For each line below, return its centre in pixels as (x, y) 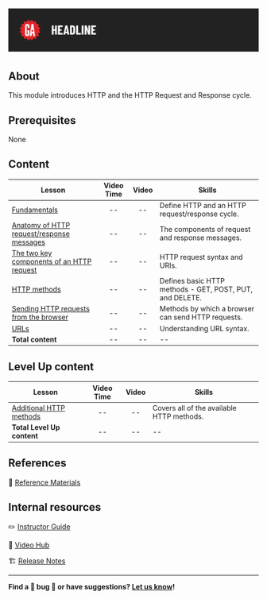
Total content (34, 339)
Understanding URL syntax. (204, 328)
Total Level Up (36, 427)
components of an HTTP (52, 261)
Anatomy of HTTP (41, 225)
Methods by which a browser (207, 309)
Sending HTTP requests (50, 309)
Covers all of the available (194, 408)
